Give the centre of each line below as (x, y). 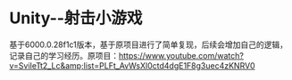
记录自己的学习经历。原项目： (64, 55)
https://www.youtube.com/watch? (181, 55)
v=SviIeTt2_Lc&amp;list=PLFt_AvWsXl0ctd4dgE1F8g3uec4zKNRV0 (133, 65)
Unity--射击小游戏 (76, 18)
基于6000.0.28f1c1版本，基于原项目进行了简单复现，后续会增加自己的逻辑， (149, 44)
